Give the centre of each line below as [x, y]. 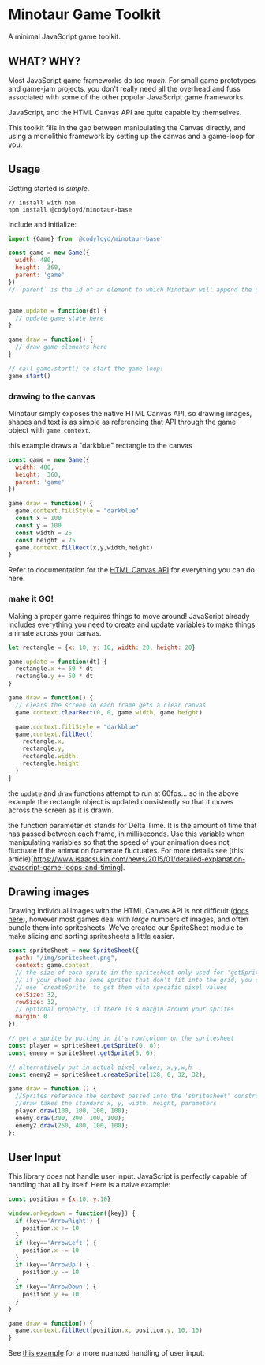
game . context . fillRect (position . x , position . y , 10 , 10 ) [109, 1331]
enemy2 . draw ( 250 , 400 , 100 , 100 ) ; [72, 1125]
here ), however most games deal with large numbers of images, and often [129, 919]
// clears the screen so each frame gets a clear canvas [111, 705]
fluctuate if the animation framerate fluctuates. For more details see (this [126, 850]
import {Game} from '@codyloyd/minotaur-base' [86, 238]
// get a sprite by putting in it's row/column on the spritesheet [121, 1039]
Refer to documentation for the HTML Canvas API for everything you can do [131, 570]
